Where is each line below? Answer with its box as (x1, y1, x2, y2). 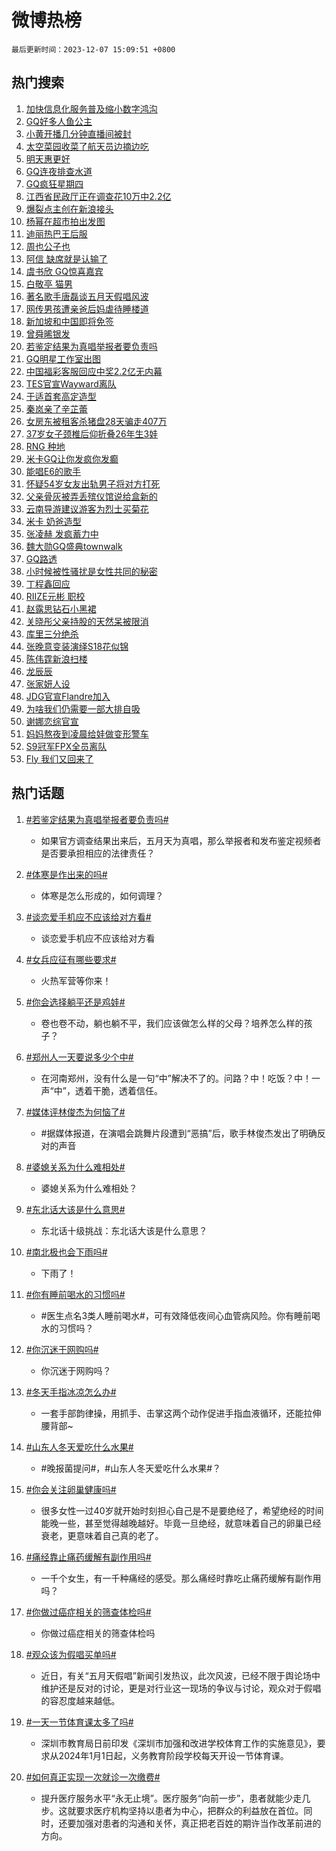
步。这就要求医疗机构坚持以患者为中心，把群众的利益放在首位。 (40, 1804, 304, 1816)
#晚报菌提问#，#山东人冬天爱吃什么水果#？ (40, 1462, 222, 1474)
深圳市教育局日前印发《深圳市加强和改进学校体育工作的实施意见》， (40, 1737, 318, 1749)
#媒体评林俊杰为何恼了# (25, 1106, 126, 1118)
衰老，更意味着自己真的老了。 (40, 1529, 164, 1541)
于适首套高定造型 (25, 390, 97, 402)
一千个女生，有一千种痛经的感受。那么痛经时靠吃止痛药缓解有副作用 (40, 1572, 322, 1584)
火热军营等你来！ (40, 974, 112, 986)
